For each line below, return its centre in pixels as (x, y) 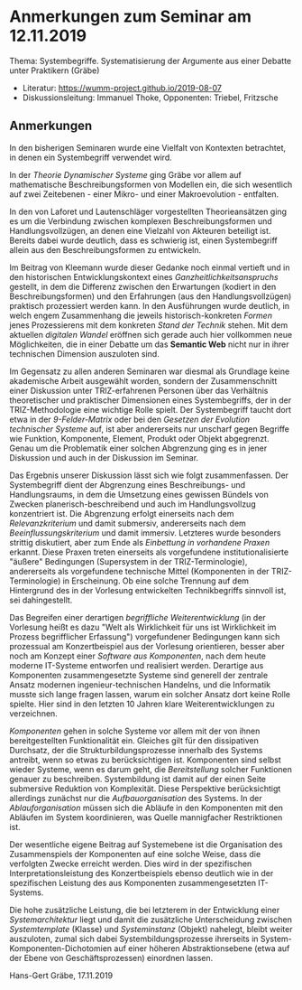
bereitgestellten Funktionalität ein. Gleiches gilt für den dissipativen (134, 740)
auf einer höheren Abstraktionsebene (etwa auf (202, 948)
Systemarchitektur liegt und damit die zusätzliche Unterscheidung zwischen (151, 920)
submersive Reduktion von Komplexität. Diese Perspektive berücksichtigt (145, 789)
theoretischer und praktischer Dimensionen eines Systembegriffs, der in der (151, 400)
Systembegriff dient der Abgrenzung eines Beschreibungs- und (128, 484)
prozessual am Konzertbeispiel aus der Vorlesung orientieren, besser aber (147, 646)
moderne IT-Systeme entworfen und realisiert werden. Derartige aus (137, 665)
